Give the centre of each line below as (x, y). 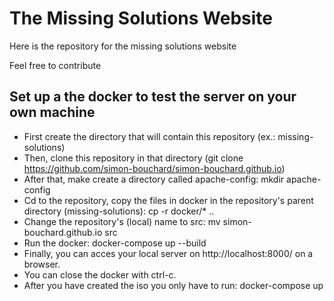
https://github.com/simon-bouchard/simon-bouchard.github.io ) (154, 168)
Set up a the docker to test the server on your (153, 97)
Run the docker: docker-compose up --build (115, 243)
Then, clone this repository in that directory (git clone (133, 158)
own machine (52, 112)
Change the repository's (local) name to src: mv (122, 221)
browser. (42, 264)
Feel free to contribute (55, 65)
